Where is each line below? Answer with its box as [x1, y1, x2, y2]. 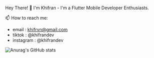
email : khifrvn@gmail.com [12, 27, 68, 32]
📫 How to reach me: [5, 15, 48, 21]
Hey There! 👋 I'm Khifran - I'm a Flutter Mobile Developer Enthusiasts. [5, 5, 149, 11]
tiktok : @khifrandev [12, 32, 54, 38]
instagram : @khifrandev [12, 37, 64, 43]
